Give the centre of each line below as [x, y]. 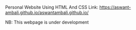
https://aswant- [115, 7]
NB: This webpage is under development [47, 22]
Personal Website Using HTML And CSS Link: [52, 7]
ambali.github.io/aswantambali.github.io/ [47, 12]
